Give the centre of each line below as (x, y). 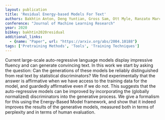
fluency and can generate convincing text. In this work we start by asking (79, 65)
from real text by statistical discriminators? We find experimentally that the (80, 75)
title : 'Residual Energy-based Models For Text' (56, 14)
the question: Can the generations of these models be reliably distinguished (82, 70)
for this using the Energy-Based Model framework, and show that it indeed (81, 101)
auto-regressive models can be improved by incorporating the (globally (77, 91)
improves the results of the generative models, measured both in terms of (80, 107)
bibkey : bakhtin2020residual (35, 32)
